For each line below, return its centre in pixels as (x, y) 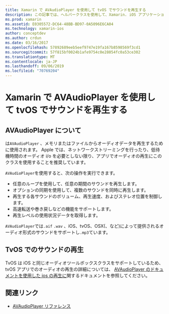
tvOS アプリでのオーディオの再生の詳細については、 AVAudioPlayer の (78, 269)
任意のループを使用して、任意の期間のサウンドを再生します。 (76, 184)
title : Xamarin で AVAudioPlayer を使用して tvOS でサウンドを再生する (76, 10)
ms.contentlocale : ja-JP (31, 62)
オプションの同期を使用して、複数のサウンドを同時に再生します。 (80, 190)
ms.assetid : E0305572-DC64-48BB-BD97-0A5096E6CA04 (59, 24)
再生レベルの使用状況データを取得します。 (56, 215)
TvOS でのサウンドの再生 (45, 250)
